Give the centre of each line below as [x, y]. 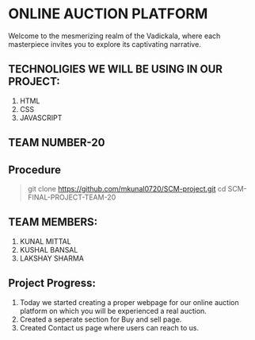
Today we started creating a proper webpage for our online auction [129, 302]
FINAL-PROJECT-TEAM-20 [72, 197]
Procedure [35, 170]
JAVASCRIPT [41, 118]
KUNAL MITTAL [45, 241]
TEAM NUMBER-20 [57, 143]
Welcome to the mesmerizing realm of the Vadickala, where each [114, 36]
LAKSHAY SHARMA [52, 258]
